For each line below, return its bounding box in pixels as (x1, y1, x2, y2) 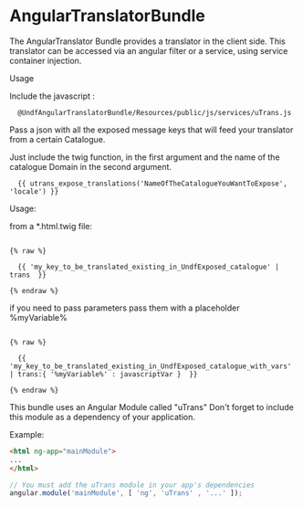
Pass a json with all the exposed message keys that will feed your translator (9, 124, 294, 135)
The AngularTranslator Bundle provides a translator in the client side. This (9, 36, 286, 47)
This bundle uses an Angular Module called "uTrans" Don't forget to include (9, 401, 294, 412)
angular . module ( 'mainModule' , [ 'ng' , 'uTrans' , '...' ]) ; (9, 489, 244, 498)
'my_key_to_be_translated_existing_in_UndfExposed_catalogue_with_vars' (9, 362, 292, 371)
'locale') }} (9, 186, 59, 196)
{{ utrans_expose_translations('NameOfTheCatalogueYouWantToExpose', (17, 179, 287, 188)
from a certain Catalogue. (9, 133, 106, 144)
